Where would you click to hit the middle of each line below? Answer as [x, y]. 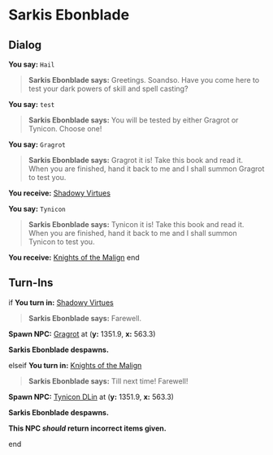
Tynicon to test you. [61, 242]
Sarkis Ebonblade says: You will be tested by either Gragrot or [133, 120]
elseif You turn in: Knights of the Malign [75, 365]
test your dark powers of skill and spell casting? [108, 88]
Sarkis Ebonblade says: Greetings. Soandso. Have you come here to [144, 80]
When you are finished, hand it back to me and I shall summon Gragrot [146, 169]
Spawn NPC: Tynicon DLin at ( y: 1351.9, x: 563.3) [91, 397]
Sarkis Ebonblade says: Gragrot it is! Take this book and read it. [136, 160]
